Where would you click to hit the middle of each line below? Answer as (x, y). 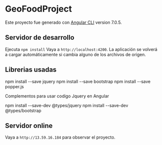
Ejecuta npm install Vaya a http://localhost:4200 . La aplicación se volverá (81, 49)
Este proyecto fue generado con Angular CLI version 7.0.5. (63, 22)
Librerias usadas (31, 70)
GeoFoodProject (38, 9)
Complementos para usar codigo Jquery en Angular (57, 96)
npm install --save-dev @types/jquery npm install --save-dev (67, 105)
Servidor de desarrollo (40, 38)
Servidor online (29, 125)
